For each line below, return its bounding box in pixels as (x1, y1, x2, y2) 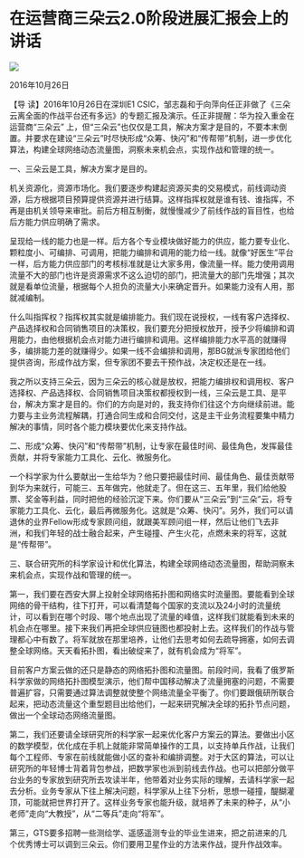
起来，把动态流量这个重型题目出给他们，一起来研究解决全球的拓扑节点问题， (9, 698, 295, 709)
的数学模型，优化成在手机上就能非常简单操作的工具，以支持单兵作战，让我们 (9, 739, 295, 751)
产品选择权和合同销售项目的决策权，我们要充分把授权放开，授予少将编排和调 (9, 322, 295, 333)
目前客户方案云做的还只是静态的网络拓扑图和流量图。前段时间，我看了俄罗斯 (9, 664, 295, 675)
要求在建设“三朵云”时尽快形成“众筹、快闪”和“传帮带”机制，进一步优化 (33, 132, 292, 143)
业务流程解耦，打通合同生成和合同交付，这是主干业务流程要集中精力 (40, 409, 295, 421)
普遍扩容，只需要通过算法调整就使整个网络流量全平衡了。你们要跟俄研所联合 (9, 687, 295, 698)
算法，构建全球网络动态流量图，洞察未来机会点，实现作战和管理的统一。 (9, 144, 279, 155)
